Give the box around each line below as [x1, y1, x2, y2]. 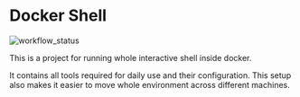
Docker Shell [9, 5, 107, 26]
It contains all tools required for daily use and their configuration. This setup [9, 69, 292, 81]
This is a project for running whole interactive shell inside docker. [9, 52, 252, 63]
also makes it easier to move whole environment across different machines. [9, 79, 291, 90]
